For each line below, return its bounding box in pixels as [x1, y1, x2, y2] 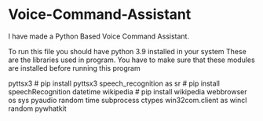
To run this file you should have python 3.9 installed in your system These [8, 46, 247, 56]
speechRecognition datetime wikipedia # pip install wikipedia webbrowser [8, 86, 247, 96]
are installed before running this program [8, 63, 141, 72]
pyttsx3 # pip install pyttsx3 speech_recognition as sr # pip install [8, 79, 220, 88]
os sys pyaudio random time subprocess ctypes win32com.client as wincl [8, 95, 247, 104]
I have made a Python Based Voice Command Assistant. [8, 31, 190, 41]
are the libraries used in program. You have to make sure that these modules [8, 55, 255, 64]
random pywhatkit [8, 104, 67, 113]
